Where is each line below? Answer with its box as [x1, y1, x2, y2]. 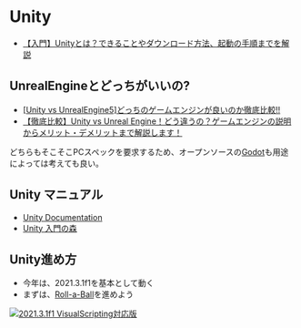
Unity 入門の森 [22, 222, 77, 233]
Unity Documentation [22, 211, 103, 222]
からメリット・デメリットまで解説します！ [22, 127, 183, 138]
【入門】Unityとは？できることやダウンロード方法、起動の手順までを [22, 37, 282, 48]
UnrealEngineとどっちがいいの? [9, 78, 191, 94]
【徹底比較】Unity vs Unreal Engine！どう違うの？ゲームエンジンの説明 [22, 116, 292, 127]
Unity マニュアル [9, 187, 104, 202]
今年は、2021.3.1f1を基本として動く [22, 278, 155, 289]
